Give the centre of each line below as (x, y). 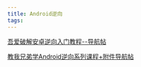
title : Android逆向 (35, 14)
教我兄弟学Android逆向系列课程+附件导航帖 (71, 56)
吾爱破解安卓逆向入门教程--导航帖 (57, 41)
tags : (15, 20)
